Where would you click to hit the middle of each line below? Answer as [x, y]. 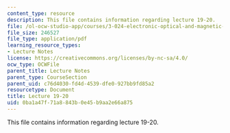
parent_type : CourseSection [47, 77]
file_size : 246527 [33, 33]
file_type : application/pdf [47, 39]
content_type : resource [41, 13]
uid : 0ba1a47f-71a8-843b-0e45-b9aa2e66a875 [70, 103]
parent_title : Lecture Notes [49, 71]
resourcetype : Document [41, 90]
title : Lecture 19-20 [38, 97]
